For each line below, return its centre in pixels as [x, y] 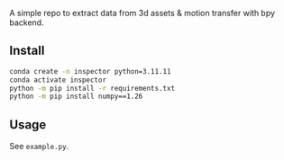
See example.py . [39, 147]
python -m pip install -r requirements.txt [92, 88]
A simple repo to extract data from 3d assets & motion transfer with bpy [142, 13]
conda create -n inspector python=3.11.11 [90, 71]
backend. [27, 22]
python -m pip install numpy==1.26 [76, 97]
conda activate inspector [58, 80]
